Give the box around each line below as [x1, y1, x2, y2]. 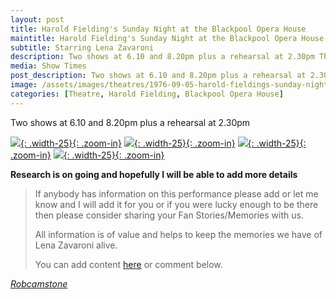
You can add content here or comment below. [34, 258, 223, 270]
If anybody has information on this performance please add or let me [34, 187, 319, 200]
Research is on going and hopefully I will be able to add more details [10, 168, 298, 180]
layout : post [10, 14, 65, 25]
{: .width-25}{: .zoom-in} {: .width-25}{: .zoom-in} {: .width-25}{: [20, 137, 307, 149]
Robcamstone [10, 277, 68, 290]
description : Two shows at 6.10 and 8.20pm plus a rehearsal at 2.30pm [10, 52, 315, 62]
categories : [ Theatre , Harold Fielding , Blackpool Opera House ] [10, 89, 284, 99]
